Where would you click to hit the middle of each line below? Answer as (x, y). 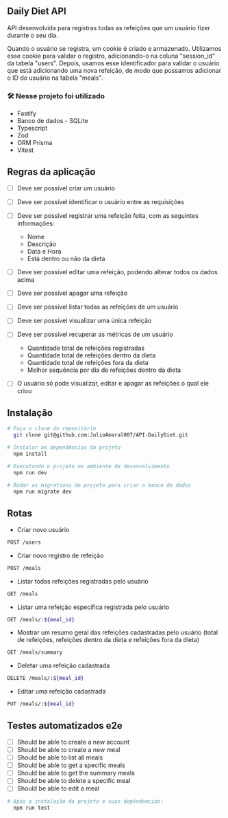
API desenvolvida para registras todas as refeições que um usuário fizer (109, 27)
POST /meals (24, 568)
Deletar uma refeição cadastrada (63, 665)
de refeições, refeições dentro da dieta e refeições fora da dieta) (108, 640)
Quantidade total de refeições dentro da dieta (91, 355)
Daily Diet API (37, 11)
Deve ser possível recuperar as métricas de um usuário (95, 334)
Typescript (32, 128)
